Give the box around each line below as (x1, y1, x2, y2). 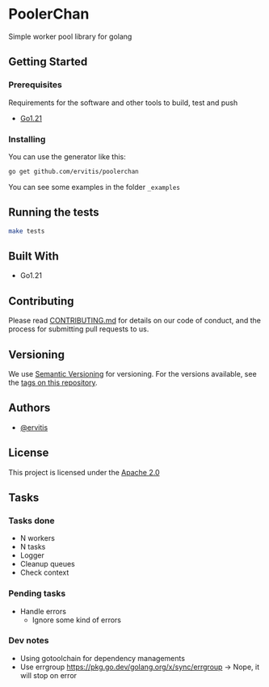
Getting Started (8, 55, 88, 69)
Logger (19, 550, 44, 560)
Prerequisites (8, 79, 62, 91)
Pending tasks (8, 588, 66, 599)
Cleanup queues (19, 559, 75, 569)
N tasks (19, 542, 46, 552)
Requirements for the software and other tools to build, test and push (8, 98, 238, 107)
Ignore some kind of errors (32, 615, 122, 625)
